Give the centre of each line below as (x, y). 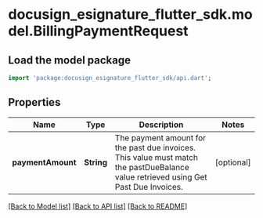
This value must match (156, 157)
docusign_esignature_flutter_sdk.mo (130, 15)
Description (161, 125)
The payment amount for (160, 137)
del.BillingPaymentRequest (99, 31)
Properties (34, 102)
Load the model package (70, 60)
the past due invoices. (155, 147)
